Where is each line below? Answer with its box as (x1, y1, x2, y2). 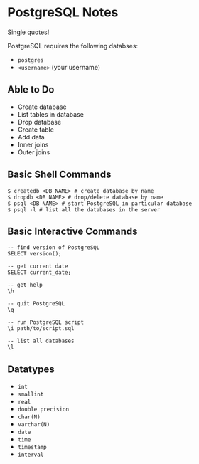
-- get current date (7, 263, 69, 270)
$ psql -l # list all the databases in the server (7, 206, 161, 213)
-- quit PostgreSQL (7, 300, 65, 307)
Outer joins (17, 147, 50, 157)
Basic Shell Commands (7, 169, 112, 181)
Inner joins (17, 140, 49, 149)
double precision (17, 406, 70, 413)
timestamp (17, 444, 48, 451)
